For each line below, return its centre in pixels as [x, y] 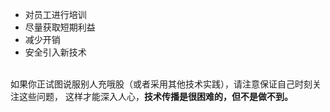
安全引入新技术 [55, 52]
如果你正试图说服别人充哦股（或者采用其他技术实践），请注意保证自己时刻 [161, 84]
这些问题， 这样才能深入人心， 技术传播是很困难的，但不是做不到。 [155, 96]
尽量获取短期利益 [60, 27]
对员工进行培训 [55, 14]
